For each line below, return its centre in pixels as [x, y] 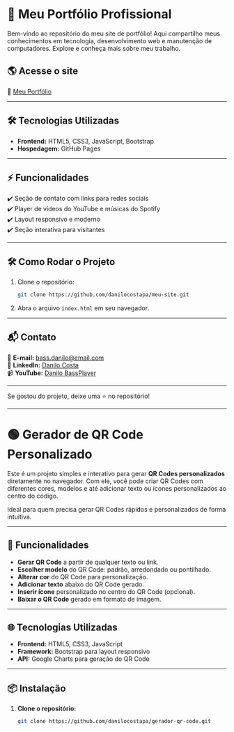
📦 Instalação [37, 688]
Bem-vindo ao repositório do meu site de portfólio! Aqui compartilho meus [114, 33]
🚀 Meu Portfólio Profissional [89, 14]
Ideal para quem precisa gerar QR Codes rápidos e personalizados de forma [117, 509]
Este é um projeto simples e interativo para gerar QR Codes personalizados [116, 473]
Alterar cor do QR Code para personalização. [83, 577]
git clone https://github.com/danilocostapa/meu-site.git [103, 295]
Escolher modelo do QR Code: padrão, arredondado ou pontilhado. [114, 569]
